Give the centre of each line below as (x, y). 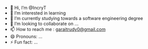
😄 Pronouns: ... (26, 36)
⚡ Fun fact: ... (24, 42)
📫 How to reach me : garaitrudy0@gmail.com (58, 29)
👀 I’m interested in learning (38, 13)
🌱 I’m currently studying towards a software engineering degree (76, 18)
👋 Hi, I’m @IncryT (28, 8)
